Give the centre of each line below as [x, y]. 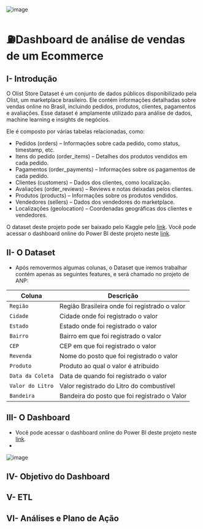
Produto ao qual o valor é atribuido [109, 366]
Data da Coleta [32, 376]
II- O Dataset [31, 253]
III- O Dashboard [38, 418]
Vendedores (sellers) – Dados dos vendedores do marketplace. [95, 202]
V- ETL [19, 497]
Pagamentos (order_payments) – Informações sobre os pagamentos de [105, 169]
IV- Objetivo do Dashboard [58, 477]
